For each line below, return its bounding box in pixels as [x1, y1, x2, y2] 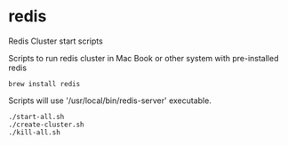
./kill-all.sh [8, 127, 61, 137]
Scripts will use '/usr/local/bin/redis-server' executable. [8, 95, 212, 106]
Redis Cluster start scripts [8, 36, 103, 46]
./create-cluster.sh [8, 120, 85, 129]
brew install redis [8, 79, 81, 88]
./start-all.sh [8, 112, 65, 121]
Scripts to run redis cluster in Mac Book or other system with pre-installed [8, 52, 279, 63]
